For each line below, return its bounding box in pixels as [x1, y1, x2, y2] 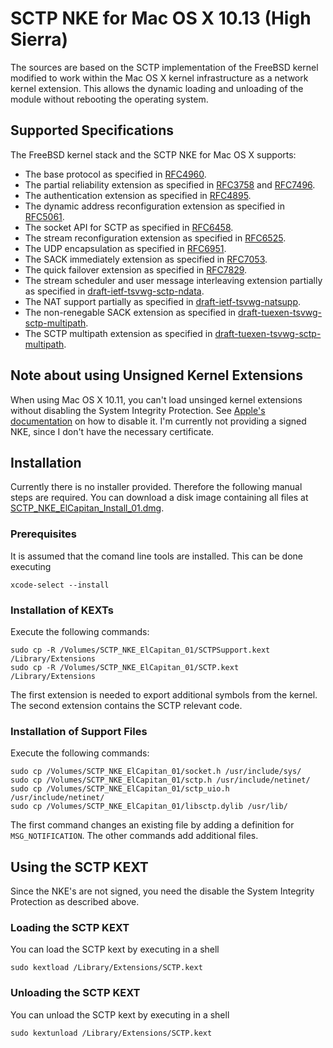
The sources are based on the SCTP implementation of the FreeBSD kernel [10, 61, 319, 73]
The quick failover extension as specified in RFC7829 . [24, 263, 248, 276]
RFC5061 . [24, 210, 65, 222]
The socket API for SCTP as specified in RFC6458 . [24, 221, 234, 233]
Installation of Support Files [10, 724, 148, 738]
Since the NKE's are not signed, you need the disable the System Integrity [10, 885, 315, 897]
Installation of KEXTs [10, 603, 114, 617]
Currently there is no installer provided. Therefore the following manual [10, 481, 303, 493]
